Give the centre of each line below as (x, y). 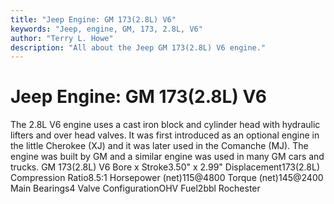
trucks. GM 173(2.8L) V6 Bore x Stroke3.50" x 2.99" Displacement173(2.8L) (165, 167)
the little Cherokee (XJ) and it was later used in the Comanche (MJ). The (159, 146)
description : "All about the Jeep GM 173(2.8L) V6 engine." (138, 47)
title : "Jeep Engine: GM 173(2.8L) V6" (93, 19)
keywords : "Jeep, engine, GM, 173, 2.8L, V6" (106, 29)
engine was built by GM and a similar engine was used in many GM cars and (167, 157)
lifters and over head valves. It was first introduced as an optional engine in (165, 135)
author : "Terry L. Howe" (62, 38)
